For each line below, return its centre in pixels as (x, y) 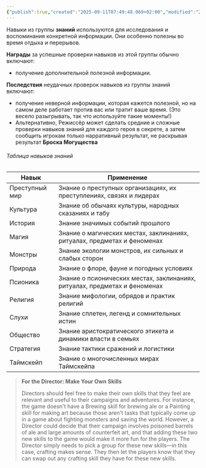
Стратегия (25, 349)
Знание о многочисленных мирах (109, 358)
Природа (23, 268)
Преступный (28, 187)
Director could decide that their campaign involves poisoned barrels (107, 426)
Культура (23, 209)
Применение (128, 177)
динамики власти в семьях (99, 339)
